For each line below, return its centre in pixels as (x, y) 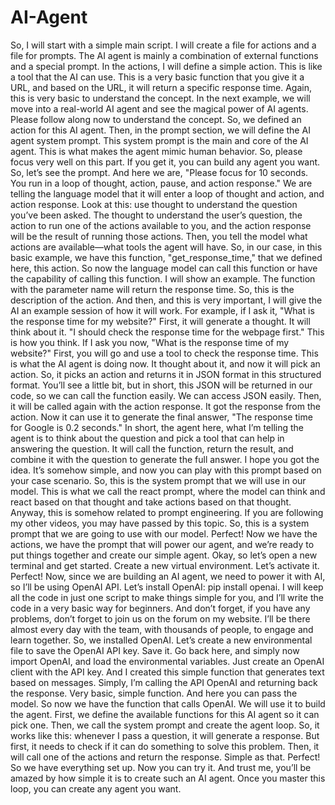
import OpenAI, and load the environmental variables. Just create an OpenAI (167, 661)
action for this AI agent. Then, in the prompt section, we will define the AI (160, 130)
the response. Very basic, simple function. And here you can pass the (154, 693)
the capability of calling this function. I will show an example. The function (163, 278)
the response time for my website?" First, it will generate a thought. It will (160, 321)
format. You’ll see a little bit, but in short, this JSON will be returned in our (161, 385)
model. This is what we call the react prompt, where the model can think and (168, 491)
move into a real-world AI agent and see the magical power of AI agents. (159, 108)
